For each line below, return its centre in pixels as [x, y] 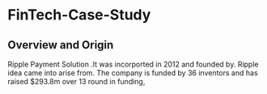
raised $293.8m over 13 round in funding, [76, 81]
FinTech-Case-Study [79, 15]
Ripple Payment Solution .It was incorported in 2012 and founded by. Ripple [133, 64]
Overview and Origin [61, 45]
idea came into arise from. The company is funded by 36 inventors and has [133, 73]
